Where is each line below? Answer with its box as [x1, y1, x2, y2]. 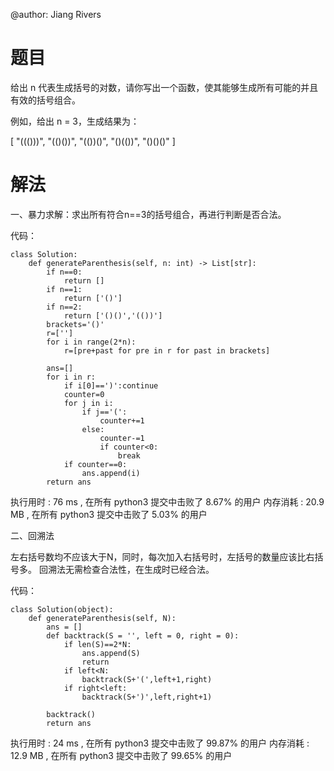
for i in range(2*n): [46, 337, 137, 347]
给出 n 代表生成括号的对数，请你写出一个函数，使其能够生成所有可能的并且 [10, 81, 319, 93]
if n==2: [46, 302, 83, 312]
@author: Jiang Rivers [10, 9, 102, 20]
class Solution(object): [10, 604, 114, 614]
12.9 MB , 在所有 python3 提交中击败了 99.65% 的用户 [10, 749, 233, 761]
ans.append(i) [81, 468, 141, 478]
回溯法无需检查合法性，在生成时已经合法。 [38, 563, 215, 575]
